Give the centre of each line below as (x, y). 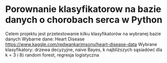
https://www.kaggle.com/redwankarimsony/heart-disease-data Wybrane (81, 44)
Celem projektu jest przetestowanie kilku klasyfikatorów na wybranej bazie (83, 33)
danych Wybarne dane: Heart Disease (45, 39)
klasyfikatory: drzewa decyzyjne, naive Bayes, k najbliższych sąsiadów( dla (84, 49)
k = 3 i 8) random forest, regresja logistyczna (52, 55)
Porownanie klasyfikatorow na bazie (83, 9)
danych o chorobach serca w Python (84, 20)
